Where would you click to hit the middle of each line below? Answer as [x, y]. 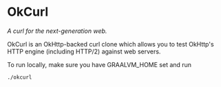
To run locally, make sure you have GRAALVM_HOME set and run [99, 64]
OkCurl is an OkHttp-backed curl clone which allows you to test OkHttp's [111, 44]
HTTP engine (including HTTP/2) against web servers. [84, 51]
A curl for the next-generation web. [57, 31]
